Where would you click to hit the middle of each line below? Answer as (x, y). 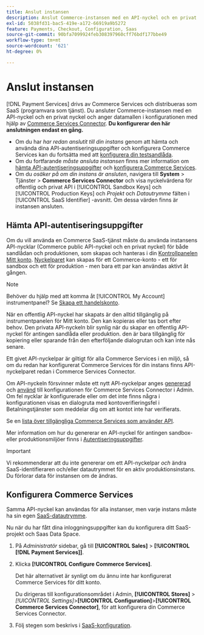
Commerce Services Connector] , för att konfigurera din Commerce (100, 607)
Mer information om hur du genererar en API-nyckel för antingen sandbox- (100, 432)
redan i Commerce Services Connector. (86, 371)
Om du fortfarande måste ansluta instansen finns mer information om (102, 161)
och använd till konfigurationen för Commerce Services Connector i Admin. (100, 390)
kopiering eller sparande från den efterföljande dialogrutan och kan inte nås (101, 340)
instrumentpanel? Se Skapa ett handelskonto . (63, 303)
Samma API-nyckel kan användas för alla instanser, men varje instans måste (101, 510)
